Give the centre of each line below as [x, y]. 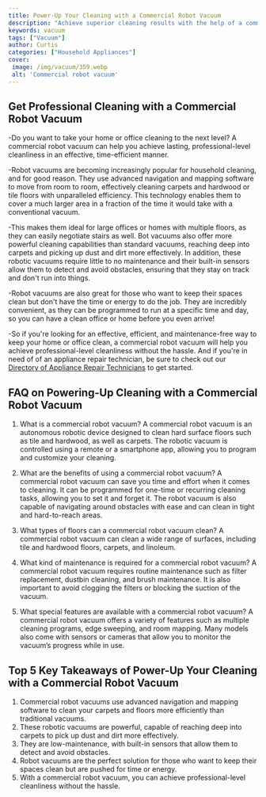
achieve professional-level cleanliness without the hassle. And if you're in [128, 351]
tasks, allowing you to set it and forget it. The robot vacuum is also [128, 498]
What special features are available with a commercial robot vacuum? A [136, 612]
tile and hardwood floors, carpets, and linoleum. [98, 547]
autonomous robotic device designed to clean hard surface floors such [135, 433]
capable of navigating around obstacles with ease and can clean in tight [137, 507]
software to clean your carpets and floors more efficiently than [122, 711]
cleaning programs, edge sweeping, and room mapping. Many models [134, 629]
